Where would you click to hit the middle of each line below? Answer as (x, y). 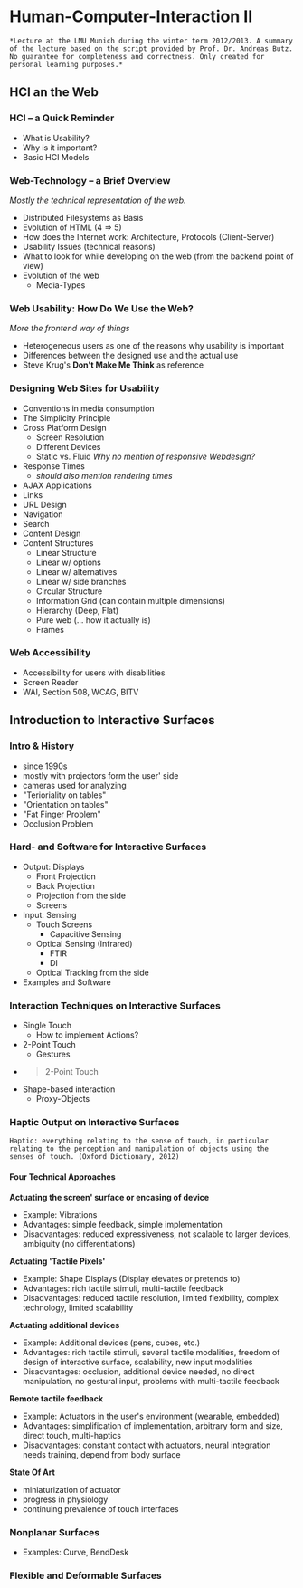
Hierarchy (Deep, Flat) (77, 610)
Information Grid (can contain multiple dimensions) (131, 600)
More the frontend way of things (70, 329)
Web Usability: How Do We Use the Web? (102, 308)
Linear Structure (66, 552)
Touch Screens (64, 924)
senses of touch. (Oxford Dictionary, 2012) (95, 1157)
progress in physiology (65, 1499)
